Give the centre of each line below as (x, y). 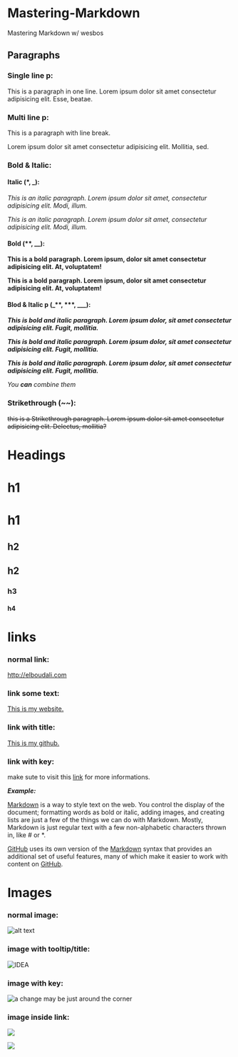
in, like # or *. (27, 835)
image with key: (36, 983)
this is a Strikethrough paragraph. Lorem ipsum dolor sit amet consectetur (116, 418)
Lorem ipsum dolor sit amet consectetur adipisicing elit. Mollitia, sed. (108, 146)
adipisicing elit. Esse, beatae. (50, 98)
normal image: (33, 915)
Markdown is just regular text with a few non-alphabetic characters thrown (117, 827)
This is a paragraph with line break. (59, 133)
